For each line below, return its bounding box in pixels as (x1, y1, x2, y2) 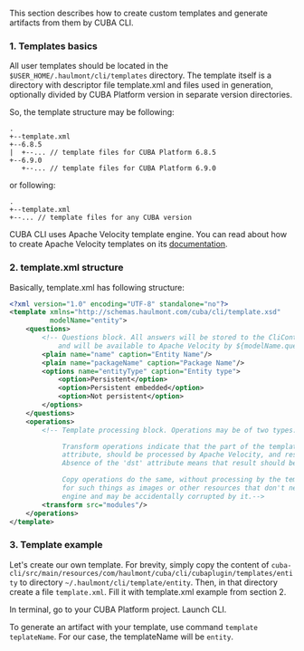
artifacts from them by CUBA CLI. (9, 17, 134, 28)
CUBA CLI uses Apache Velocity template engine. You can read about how (9, 229, 288, 240)
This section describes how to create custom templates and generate (9, 8, 269, 18)
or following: (9, 180, 56, 191)
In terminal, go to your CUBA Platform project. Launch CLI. (9, 604, 227, 615)
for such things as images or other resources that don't (62, 483, 285, 493)
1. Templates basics (9, 40, 98, 53)
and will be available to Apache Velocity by (57, 341, 233, 350)
